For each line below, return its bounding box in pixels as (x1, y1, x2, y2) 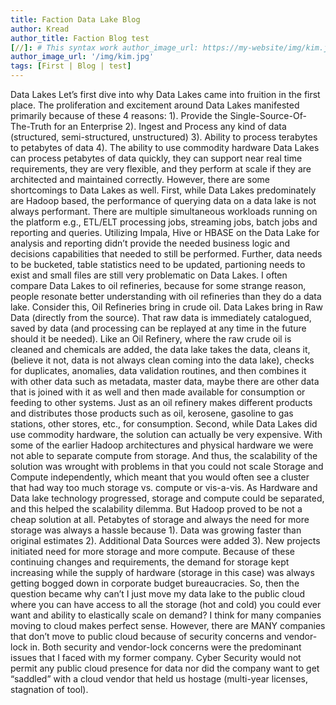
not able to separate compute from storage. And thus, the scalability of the (10, 450, 318, 461)
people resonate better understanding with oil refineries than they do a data (10, 291, 322, 302)
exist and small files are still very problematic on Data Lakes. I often (10, 269, 288, 281)
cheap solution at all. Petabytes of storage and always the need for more (10, 514, 310, 525)
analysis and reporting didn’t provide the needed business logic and (10, 237, 291, 249)
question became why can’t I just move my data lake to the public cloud (10, 588, 306, 600)
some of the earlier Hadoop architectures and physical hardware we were (10, 439, 314, 451)
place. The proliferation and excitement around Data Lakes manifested (10, 99, 300, 111)
